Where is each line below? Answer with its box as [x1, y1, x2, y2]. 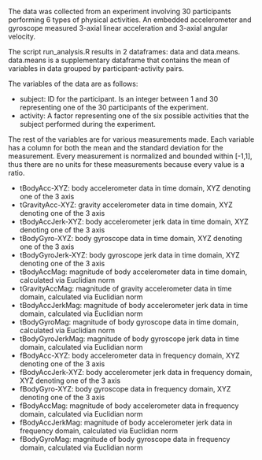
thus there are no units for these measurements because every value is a [8, 160, 245, 169]
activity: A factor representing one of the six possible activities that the [19, 111, 249, 121]
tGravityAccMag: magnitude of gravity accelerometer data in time [19, 284, 232, 293]
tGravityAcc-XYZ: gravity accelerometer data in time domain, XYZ [19, 200, 234, 210]
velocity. [8, 32, 36, 41]
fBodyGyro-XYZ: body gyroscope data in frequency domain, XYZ [19, 384, 231, 393]
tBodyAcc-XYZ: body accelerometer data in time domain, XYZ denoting [19, 184, 252, 192]
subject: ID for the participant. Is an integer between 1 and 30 [19, 95, 219, 103]
